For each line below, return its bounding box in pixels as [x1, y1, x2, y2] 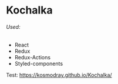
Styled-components [14, 60, 63, 68]
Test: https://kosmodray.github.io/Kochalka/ [6, 72, 113, 79]
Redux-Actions [14, 54, 51, 61]
